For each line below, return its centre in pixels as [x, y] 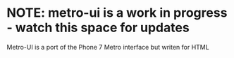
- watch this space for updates [98, 28]
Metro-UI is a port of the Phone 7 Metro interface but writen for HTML [108, 47]
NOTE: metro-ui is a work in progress [117, 13]
